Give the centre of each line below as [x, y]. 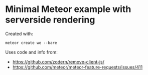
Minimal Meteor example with [68, 9]
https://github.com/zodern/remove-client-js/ [58, 61]
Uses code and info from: [31, 52]
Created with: [19, 33]
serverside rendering [50, 20]
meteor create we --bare [31, 43]
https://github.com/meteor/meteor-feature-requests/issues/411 [78, 67]
